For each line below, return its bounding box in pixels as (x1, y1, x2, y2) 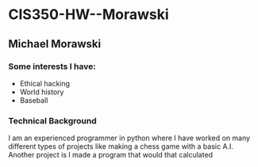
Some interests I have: (8, 61, 97, 72)
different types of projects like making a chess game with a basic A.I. (8, 142, 234, 151)
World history (19, 87, 64, 97)
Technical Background (8, 115, 97, 126)
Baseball (19, 95, 48, 104)
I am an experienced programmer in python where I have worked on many (8, 133, 251, 143)
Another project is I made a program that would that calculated (8, 150, 213, 160)
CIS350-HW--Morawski (8, 6, 169, 24)
